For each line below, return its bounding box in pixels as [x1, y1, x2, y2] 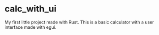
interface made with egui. [4, 24, 57, 30]
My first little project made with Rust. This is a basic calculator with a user [4, 19, 154, 25]
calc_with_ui [4, 3, 57, 14]
